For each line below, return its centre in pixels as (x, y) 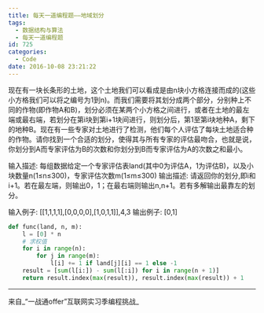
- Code (26, 60)
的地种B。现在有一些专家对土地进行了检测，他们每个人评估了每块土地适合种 (131, 129)
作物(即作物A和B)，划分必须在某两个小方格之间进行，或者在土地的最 (132, 109)
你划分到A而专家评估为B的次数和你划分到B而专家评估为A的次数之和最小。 (128, 149)
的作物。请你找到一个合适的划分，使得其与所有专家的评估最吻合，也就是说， (132, 139)
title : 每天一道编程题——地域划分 (56, 15)
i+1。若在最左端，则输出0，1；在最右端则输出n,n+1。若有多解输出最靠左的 (128, 185)
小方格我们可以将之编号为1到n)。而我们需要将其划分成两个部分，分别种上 (126, 100)
